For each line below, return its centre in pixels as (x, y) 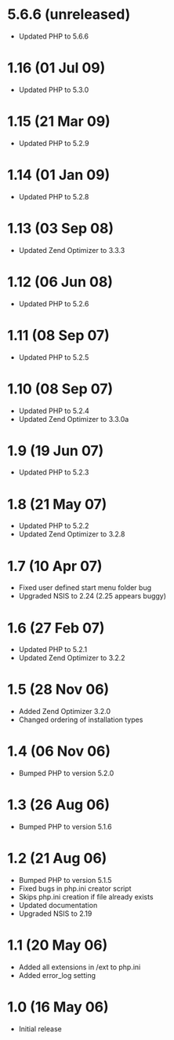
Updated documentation (58, 905)
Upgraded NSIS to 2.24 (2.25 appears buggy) (92, 596)
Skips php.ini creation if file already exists (86, 897)
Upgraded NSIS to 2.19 (55, 914)
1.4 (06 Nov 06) (59, 751)
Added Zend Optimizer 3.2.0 (65, 712)
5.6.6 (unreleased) (69, 15)
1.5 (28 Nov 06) (58, 690)
